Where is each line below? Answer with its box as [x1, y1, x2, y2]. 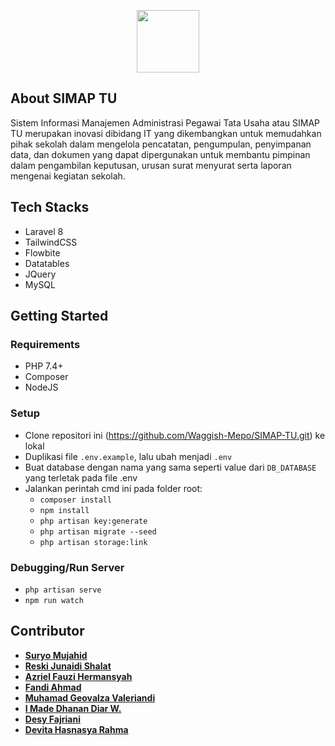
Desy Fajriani [24, 713, 81, 725]
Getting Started [10, 308, 109, 325]
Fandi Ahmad [24, 681, 82, 693]
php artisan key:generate [39, 516, 148, 526]
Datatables [24, 257, 70, 269]
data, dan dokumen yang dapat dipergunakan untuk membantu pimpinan [10, 148, 311, 160]
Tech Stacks [10, 199, 90, 216]
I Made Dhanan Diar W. [24, 702, 122, 714]
